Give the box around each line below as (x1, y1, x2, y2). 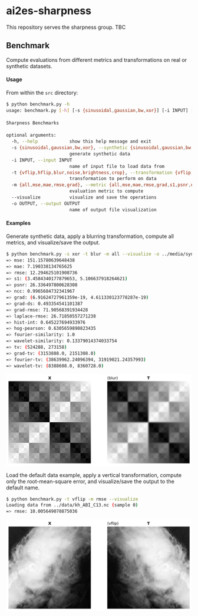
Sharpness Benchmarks (6, 120, 60, 126)
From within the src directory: (6, 89, 78, 96)
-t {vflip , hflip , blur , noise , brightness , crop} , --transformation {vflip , (11, 170, 194, 175)
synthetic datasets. (6, 62, 52, 69)
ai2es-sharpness (6, 4, 92, 18)
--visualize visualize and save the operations (11, 194, 157, 201)
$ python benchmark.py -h (6, 101, 70, 107)
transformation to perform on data (69, 175, 157, 182)
